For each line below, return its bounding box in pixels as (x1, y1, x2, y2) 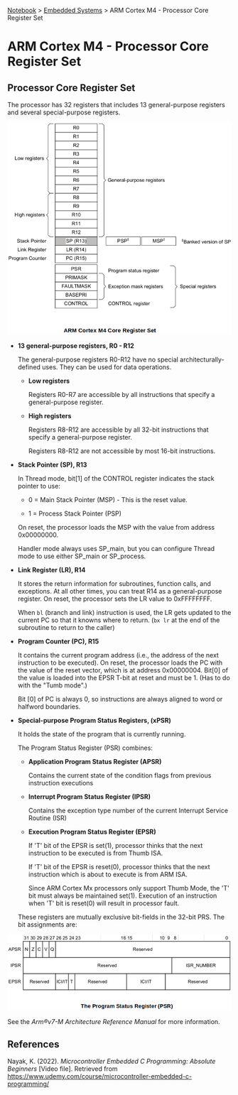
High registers (28, 412, 72, 420)
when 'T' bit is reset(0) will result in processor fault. (28, 899, 180, 908)
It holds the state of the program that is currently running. (17, 730, 186, 739)
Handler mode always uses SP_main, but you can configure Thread (17, 545, 215, 553)
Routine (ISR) (28, 814, 67, 822)
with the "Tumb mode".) (17, 681, 87, 690)
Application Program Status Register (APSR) (28, 758, 162, 766)
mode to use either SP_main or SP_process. (17, 552, 146, 560)
